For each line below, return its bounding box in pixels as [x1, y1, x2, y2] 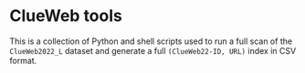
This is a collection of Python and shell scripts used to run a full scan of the [9, 36, 293, 47]
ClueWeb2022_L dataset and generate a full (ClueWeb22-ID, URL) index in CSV [9, 45, 297, 56]
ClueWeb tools [9, 5, 123, 26]
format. [9, 55, 37, 66]
